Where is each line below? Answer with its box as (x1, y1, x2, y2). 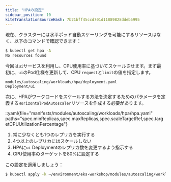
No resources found (5, 53, 47, 58)
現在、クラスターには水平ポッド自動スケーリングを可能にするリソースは (5, 32, 157, 38)
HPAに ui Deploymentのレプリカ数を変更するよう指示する (12, 144, 133, 151)
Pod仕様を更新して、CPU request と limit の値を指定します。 (27, 70, 154, 76)
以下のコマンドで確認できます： (14, 38, 81, 44)
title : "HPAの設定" (5, 7, 44, 13)
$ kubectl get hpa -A (5, 48, 51, 54)
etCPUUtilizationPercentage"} (5, 121, 68, 127)
